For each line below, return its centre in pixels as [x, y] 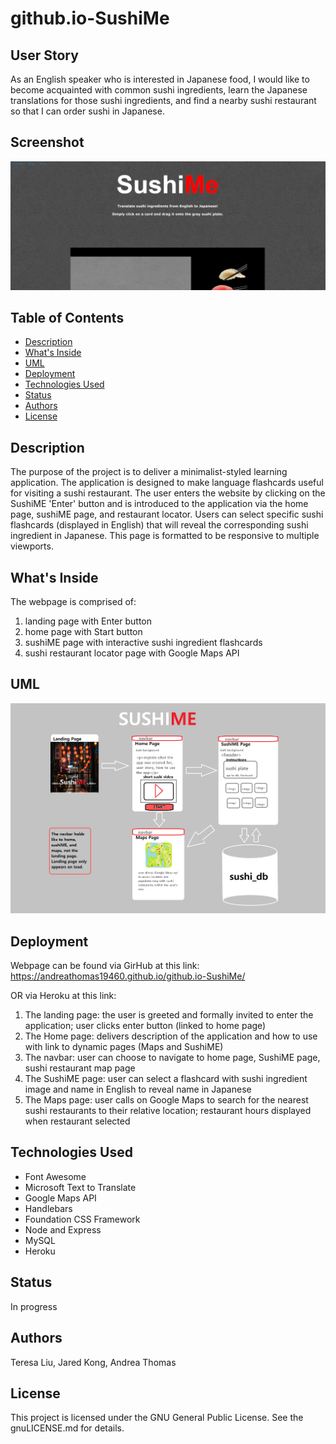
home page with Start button [83, 631]
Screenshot [47, 142]
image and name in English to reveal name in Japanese [138, 1089]
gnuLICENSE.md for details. [67, 1428]
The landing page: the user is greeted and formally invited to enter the [169, 1015]
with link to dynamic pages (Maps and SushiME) [124, 1047]
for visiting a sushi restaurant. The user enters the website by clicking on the [168, 493]
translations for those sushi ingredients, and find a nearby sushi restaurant [163, 100]
